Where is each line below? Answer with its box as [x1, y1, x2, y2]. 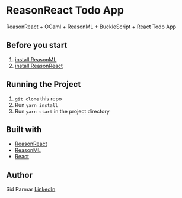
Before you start [6, 40, 68, 50]
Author [6, 170, 33, 180]
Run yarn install [14, 101, 58, 108]
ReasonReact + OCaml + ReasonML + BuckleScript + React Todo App [6, 23, 177, 30]
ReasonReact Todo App [6, 4, 124, 17]
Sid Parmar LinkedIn [6, 186, 56, 193]
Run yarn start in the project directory [14, 108, 110, 115]
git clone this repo [14, 95, 62, 102]
